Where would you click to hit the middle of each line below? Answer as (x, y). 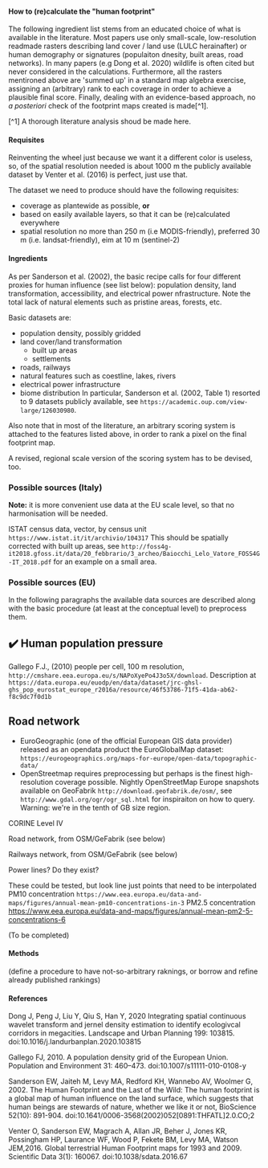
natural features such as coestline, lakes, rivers (98, 376)
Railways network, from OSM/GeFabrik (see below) (93, 854)
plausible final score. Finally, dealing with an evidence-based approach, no (132, 97)
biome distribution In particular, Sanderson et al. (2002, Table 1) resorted (140, 393)
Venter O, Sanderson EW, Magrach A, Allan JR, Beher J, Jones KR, (118, 1131)
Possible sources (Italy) (55, 488)
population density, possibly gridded (80, 333)
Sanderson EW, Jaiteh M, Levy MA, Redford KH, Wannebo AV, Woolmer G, (131, 1081)
